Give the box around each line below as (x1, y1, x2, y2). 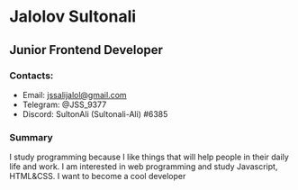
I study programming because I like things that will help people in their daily (9, 151, 290, 163)
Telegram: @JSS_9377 (22, 99, 107, 110)
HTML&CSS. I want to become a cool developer (9, 171, 186, 182)
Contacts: (9, 69, 54, 82)
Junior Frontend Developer (9, 42, 164, 58)
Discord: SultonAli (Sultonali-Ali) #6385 (22, 108, 168, 119)
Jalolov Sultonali (9, 6, 137, 27)
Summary (9, 131, 54, 143)
